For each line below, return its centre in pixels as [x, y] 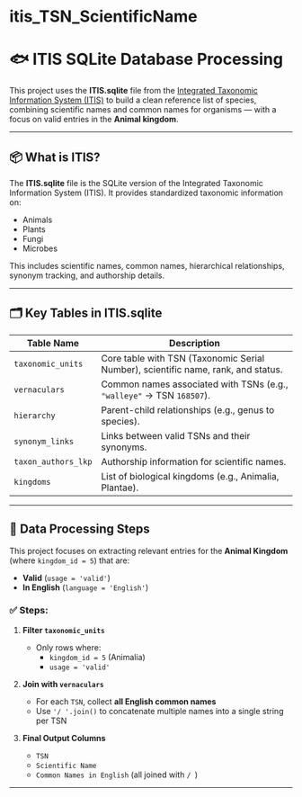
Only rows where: [68, 647]
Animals [37, 219]
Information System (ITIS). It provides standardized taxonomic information [147, 193]
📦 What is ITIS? [55, 157]
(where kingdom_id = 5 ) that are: [70, 560]
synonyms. [124, 447]
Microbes [40, 248]
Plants [34, 229]
